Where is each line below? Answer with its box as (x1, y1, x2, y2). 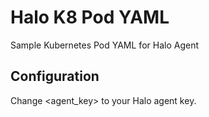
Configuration (10, 68, 100, 85)
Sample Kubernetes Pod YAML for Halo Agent (10, 39, 199, 51)
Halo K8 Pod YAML (10, 6, 170, 29)
